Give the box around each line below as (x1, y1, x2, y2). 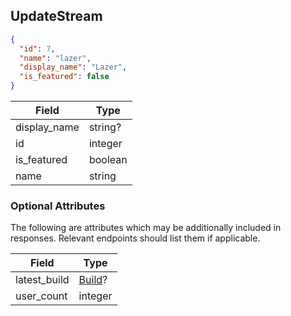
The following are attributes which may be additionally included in (10, 222, 282, 234)
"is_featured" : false (19, 72, 110, 82)
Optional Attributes (10, 199, 106, 213)
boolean (88, 153, 128, 167)
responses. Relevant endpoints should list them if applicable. (10, 232, 261, 244)
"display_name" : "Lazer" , (19, 62, 128, 73)
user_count (15, 289, 68, 303)
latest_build (15, 273, 70, 287)
